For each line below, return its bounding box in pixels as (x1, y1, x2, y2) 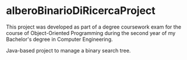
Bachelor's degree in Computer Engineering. (6, 36, 113, 43)
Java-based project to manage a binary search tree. (6, 47, 131, 54)
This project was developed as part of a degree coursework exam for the (6, 23, 182, 30)
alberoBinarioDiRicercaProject (6, 4, 156, 17)
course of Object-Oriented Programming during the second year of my (6, 29, 176, 36)
